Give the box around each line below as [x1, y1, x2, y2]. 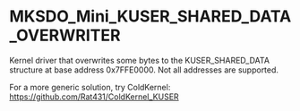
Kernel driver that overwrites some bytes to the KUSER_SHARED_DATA [9, 55, 270, 65]
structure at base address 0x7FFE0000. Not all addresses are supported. [9, 64, 279, 75]
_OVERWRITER [9, 25, 121, 46]
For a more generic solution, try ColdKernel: [9, 81, 171, 92]
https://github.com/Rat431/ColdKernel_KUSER [9, 91, 179, 102]
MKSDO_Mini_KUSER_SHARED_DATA [9, 6, 292, 27]
